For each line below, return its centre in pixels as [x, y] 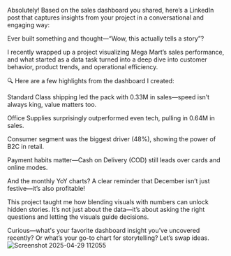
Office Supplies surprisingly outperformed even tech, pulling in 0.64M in [111, 118]
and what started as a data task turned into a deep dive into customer [107, 59]
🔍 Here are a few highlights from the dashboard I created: [91, 81]
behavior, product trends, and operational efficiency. [83, 67]
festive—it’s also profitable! [46, 189]
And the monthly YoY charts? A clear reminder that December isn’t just [109, 181]
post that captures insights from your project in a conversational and [106, 17]
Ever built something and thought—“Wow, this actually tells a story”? [106, 38]
